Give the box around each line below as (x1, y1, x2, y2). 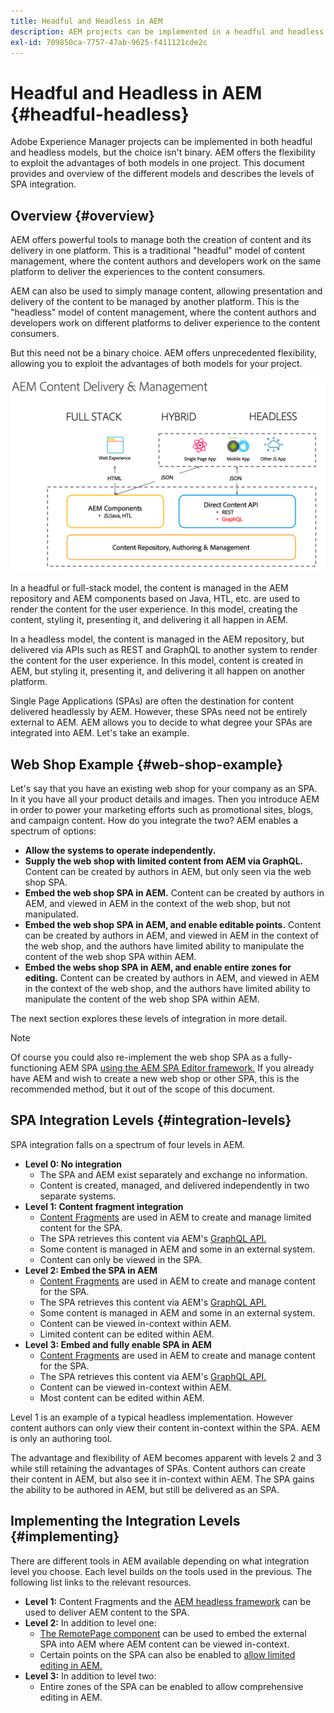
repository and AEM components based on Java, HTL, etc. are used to (10, 593, 301, 605)
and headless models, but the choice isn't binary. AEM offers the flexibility (10, 146, 317, 159)
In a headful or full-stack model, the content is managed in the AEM (10, 582, 289, 594)
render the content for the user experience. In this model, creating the (10, 603, 298, 615)
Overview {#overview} (10, 207, 155, 224)
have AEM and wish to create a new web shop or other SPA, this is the (10, 1073, 300, 1084)
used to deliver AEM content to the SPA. (24, 1606, 190, 1618)
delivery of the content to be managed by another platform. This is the (10, 296, 300, 308)
